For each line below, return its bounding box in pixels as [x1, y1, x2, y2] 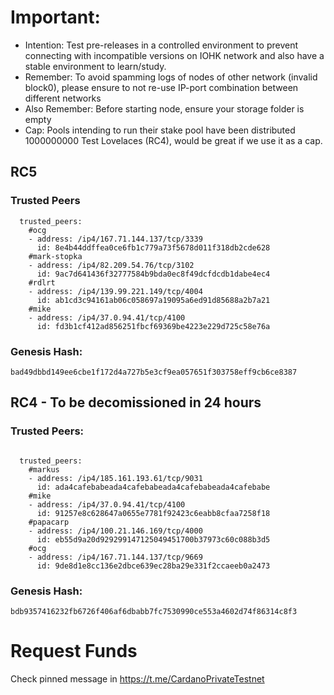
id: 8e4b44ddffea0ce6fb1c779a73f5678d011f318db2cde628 [36, 242, 271, 253]
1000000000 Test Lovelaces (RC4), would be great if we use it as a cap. [24, 134, 323, 146]
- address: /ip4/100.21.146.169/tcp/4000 [28, 526, 203, 536]
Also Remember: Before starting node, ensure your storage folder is [24, 102, 305, 115]
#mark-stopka [28, 251, 83, 261]
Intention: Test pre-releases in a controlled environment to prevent [24, 39, 298, 51]
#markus [28, 464, 60, 475]
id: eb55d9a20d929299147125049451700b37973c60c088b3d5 [36, 534, 271, 545]
